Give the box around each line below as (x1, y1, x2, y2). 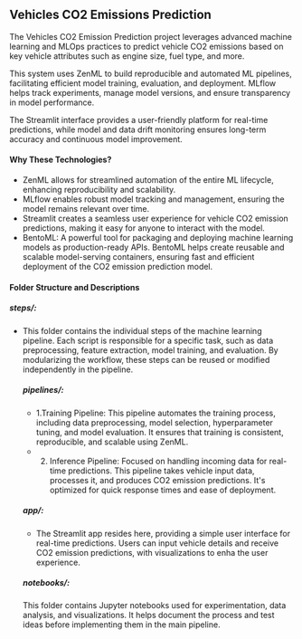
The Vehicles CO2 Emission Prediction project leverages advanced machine (9, 31, 292, 42)
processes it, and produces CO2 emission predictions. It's (49, 474, 266, 485)
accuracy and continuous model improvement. (9, 133, 183, 144)
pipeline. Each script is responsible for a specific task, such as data (22, 335, 274, 346)
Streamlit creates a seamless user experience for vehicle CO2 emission (22, 213, 289, 224)
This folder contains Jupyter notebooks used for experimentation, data (22, 600, 287, 611)
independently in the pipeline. (22, 364, 134, 375)
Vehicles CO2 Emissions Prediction (9, 7, 212, 23)
